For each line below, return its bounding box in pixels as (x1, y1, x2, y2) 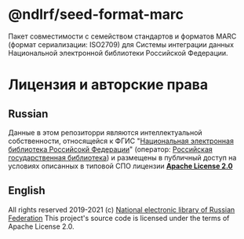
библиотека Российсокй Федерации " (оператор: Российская (8, 144, 213, 154)
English (8, 184, 46, 197)
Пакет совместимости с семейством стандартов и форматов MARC (8, 31, 237, 41)
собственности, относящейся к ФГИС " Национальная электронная (8, 136, 234, 145)
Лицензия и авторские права (8, 76, 209, 94)
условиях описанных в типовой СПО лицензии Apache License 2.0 (8, 161, 233, 171)
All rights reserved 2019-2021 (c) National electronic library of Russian (8, 204, 235, 214)
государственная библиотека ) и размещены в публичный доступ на (8, 153, 237, 162)
